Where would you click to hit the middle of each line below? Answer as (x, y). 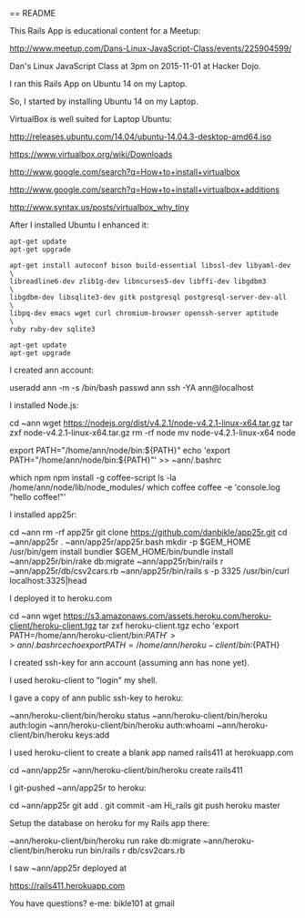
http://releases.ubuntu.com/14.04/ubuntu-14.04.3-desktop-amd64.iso (140, 137)
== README (33, 13)
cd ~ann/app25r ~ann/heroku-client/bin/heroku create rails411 (126, 770)
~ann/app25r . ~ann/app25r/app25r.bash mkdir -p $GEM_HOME (130, 542)
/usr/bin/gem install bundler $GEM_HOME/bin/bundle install (122, 551)
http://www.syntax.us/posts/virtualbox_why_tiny (99, 207)
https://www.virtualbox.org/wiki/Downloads (91, 154)
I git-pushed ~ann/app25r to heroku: (78, 788)
